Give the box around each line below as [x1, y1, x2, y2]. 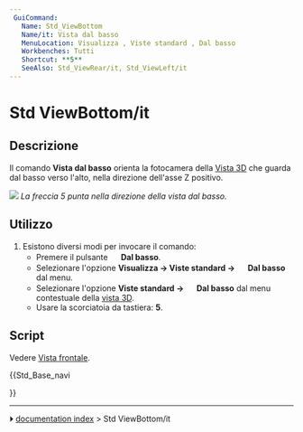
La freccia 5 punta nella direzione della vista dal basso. [20, 191, 227, 202]
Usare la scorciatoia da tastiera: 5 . [35, 302, 163, 313]
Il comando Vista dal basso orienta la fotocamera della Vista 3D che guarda [9, 162, 291, 173]
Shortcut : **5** [21, 55, 83, 64]
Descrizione [9, 138, 79, 154]
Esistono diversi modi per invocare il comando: [22, 240, 197, 251]
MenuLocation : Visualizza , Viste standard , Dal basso [21, 38, 236, 48]
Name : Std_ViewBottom [21, 22, 103, 31]
